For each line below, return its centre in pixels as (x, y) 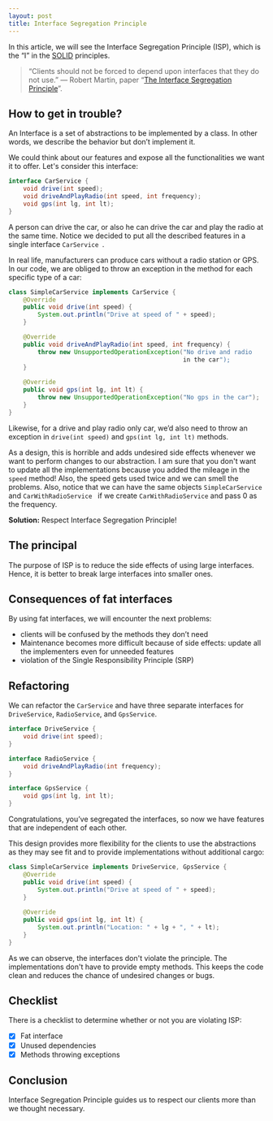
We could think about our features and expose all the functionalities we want (136, 158)
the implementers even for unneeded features (97, 651)
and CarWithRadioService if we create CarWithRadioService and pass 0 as (133, 496)
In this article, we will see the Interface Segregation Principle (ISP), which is (135, 46)
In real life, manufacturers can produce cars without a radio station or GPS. (134, 260)
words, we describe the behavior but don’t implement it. (102, 142)
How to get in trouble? (65, 113)
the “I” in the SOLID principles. (59, 55)
